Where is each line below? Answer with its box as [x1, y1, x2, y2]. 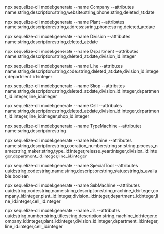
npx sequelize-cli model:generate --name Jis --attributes [5, 208, 120, 213]
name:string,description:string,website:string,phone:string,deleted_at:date [5, 9, 155, 15]
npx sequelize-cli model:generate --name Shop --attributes [5, 83, 125, 89]
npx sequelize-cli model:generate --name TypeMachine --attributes [5, 123, 142, 129]
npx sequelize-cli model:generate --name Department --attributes [5, 49, 139, 54]
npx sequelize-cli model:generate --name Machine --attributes [5, 137, 132, 143]
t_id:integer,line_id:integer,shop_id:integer [5, 113, 90, 119]
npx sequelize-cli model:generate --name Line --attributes [5, 63, 123, 69]
